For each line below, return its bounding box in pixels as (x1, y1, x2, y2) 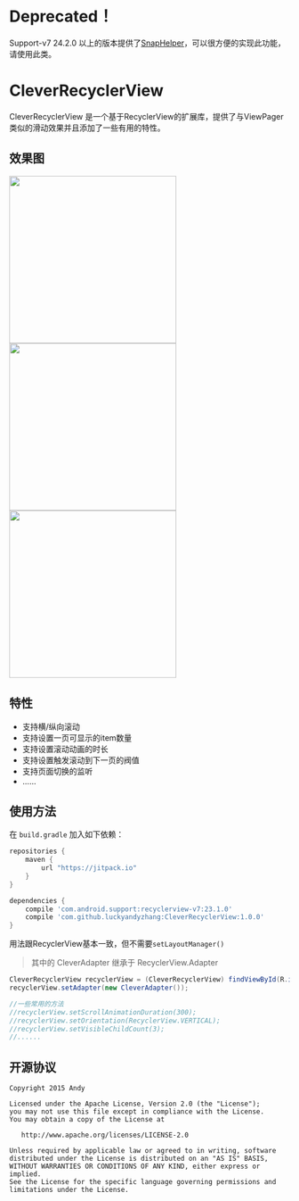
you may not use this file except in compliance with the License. (9, 1107, 265, 1116)
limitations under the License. (9, 1186, 129, 1195)
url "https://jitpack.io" (41, 864, 138, 873)
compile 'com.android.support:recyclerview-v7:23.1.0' (25, 905, 233, 914)
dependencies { (9, 896, 66, 905)
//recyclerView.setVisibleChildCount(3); (9, 1024, 166, 1033)
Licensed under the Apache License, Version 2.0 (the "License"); (9, 1099, 261, 1109)
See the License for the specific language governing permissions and (9, 1178, 277, 1187)
